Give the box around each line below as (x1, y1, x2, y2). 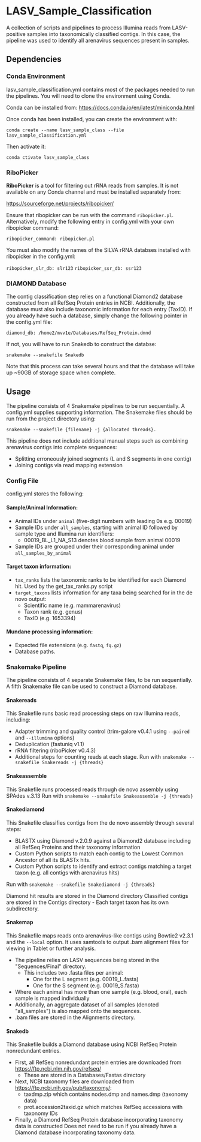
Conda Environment (6, 72, 66, 80)
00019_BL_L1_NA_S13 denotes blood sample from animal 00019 (23, 536, 181, 543)
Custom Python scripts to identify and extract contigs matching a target (14, 862, 191, 870)
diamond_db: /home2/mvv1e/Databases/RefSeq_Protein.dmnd (6, 330, 151, 336)
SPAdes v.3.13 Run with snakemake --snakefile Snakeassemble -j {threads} (6, 792, 193, 799)
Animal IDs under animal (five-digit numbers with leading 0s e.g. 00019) (14, 517, 193, 524)
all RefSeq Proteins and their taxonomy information (14, 843, 141, 851)
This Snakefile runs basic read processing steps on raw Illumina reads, (6, 710, 181, 717)
